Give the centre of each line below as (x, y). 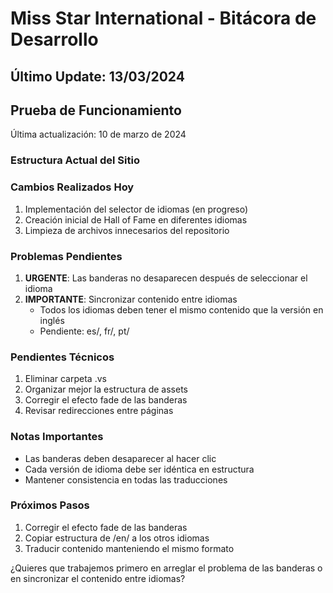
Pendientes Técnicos (62, 357)
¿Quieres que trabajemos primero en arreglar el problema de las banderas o (166, 568)
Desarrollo (54, 39)
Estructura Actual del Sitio (75, 160)
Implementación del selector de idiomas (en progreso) (136, 209)
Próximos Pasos (50, 505)
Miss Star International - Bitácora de (163, 18)
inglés (52, 320)
